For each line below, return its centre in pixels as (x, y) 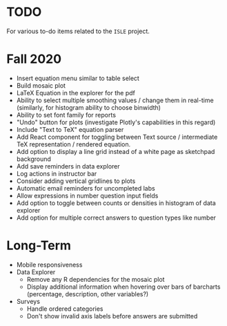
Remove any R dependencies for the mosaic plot (96, 279)
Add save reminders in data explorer (68, 166)
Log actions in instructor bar (57, 173)
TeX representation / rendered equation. (73, 144)
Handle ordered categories (65, 309)
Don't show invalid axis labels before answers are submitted (112, 316)
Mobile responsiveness (49, 265)
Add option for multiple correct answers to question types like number (116, 218)
